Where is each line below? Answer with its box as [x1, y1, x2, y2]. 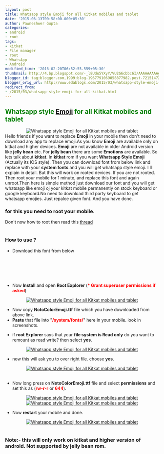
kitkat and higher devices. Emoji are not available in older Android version [5, 144, 153, 150]
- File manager [5, 48, 36, 53]
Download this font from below [12, 248, 75, 253]
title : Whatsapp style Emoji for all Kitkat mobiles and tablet [5, 12, 139, 17]
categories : [5, 25, 29, 30]
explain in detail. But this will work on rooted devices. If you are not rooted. [5, 170, 155, 176]
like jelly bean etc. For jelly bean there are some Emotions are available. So [5, 149, 158, 155]
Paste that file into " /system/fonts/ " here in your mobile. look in [12, 317, 141, 323]
